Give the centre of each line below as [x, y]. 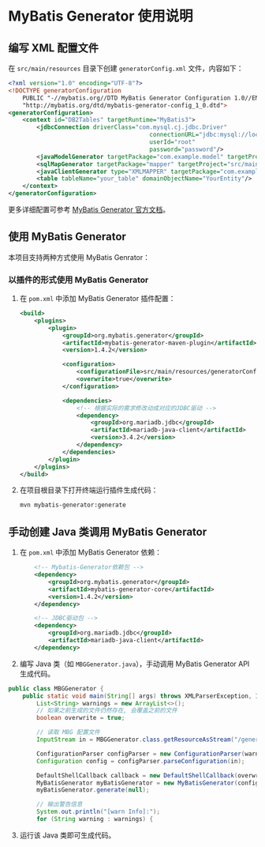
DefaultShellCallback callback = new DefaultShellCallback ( [137, 775]
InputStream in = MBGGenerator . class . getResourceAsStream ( [136, 740]
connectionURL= [174, 135]
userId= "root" [172, 142]
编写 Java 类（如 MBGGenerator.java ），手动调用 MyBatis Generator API [134, 664]
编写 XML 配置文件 [53, 48]
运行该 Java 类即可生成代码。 [67, 835]
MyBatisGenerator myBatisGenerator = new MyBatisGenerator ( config [148, 783]
